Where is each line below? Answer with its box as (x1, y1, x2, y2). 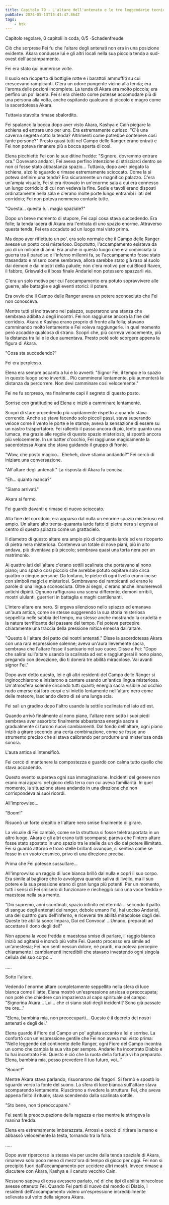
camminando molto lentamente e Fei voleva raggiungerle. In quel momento (5, 324, 160, 331)
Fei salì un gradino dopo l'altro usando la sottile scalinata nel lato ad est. (5, 703, 154, 709)
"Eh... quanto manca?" (5, 476, 52, 482)
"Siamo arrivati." (5, 486, 39, 492)
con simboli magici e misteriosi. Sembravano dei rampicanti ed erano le (5, 578, 153, 584)
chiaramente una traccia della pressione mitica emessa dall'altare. (5, 625, 142, 631)
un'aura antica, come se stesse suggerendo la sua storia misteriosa (5, 609, 145, 616)
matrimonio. (5, 552, 30, 558)
